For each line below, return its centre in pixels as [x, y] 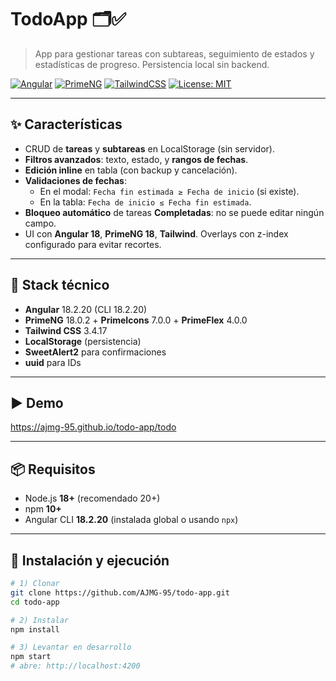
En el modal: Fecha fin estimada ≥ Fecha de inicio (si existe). [169, 191]
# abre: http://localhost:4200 [75, 666]
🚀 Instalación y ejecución [90, 560]
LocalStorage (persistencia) [83, 341]
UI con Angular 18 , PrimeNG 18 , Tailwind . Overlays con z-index [156, 233]
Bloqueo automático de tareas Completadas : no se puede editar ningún [174, 212]
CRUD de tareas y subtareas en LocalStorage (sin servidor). [149, 148]
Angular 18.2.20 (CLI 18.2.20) [86, 309]
